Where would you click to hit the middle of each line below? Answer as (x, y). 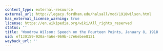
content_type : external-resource (39, 9)
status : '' (16, 28)
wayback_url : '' (21, 41)
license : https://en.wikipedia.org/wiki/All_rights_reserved (69, 23)
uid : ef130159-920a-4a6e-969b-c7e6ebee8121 (50, 37)
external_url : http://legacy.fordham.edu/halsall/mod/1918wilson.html (78, 14)
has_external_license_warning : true (42, 18)
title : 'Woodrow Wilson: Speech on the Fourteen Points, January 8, (76, 32)
